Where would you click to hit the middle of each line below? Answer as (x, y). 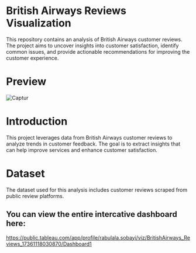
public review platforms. (35, 196)
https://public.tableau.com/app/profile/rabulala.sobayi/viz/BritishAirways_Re (98, 237)
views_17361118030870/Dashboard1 (49, 244)
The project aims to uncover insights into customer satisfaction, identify (92, 46)
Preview (26, 82)
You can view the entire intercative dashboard (92, 214)
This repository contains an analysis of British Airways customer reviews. (94, 39)
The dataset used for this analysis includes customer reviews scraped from (97, 190)
